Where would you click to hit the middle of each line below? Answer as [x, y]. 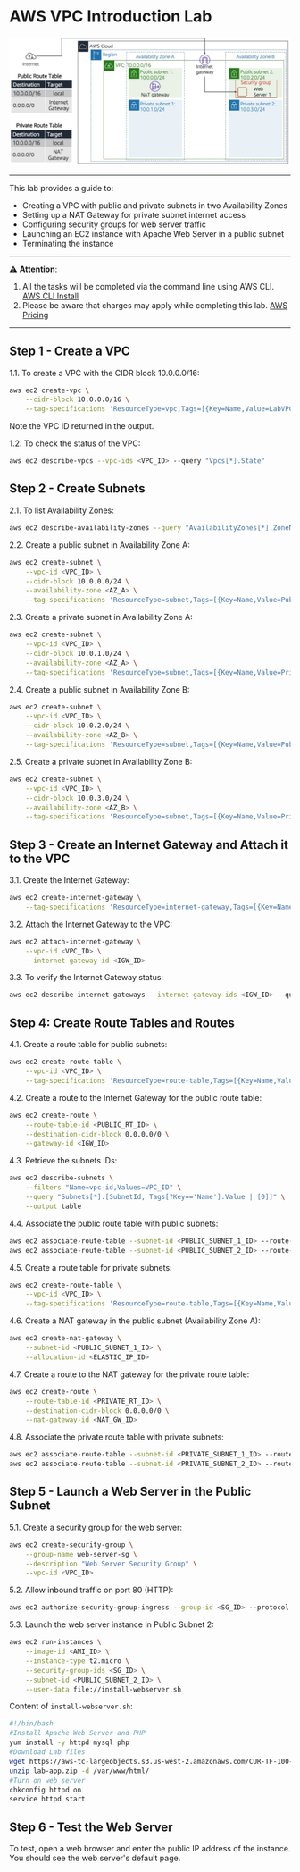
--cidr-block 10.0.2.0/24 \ [77, 726]
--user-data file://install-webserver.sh [103, 1689]
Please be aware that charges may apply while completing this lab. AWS [155, 305]
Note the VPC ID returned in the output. [82, 426]
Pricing [35, 315]
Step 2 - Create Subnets [77, 489]
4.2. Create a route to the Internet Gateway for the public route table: [135, 1097]
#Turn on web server [48, 1780]
